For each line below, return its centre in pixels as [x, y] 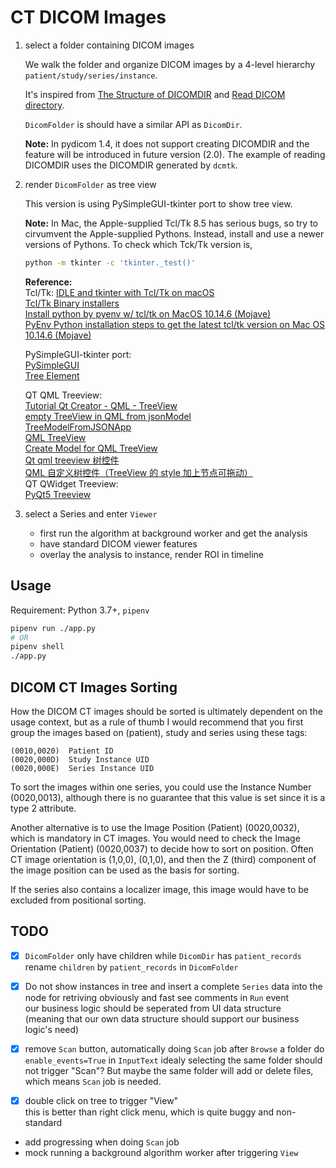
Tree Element [52, 375]
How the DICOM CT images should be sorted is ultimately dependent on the [166, 711]
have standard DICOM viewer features [118, 543]
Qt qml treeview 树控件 [72, 460]
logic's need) [52, 1029]
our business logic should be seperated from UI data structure [153, 1008]
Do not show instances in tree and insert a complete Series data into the [173, 986]
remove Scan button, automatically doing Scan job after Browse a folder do [174, 1048]
